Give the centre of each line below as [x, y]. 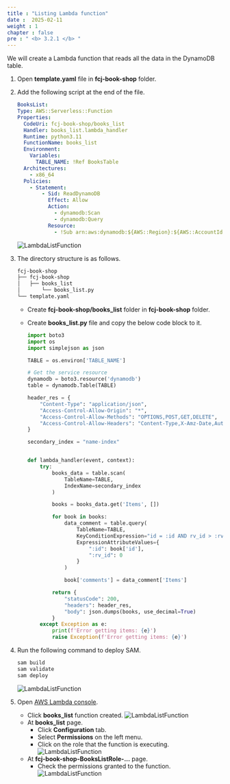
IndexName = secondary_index [103, 486]
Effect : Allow [68, 200]
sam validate [36, 669]
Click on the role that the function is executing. [103, 744]
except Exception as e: [74, 624]
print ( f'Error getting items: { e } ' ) [104, 631]
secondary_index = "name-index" [73, 442]
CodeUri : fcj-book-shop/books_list [74, 124]
